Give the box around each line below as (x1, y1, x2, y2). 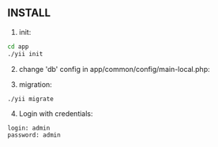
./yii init (7, 50, 43, 58)
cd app (7, 43, 29, 51)
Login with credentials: (18, 109, 93, 119)
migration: (18, 79, 52, 89)
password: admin (7, 131, 61, 139)
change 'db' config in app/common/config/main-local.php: (18, 64, 210, 73)
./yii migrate (7, 95, 54, 103)
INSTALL (7, 6, 51, 20)
